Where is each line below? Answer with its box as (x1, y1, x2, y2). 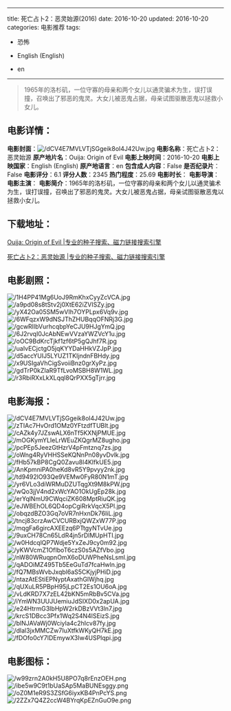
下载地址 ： (7, 218, 53, 230)
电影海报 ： (7, 395, 53, 407)
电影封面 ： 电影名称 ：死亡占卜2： (7, 144, 221, 152)
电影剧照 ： (7, 275, 53, 287)
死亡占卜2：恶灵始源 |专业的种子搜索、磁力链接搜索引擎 (7, 252, 166, 260)
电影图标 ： (7, 655, 53, 667)
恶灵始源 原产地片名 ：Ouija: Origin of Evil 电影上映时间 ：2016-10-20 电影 (7, 153, 214, 161)
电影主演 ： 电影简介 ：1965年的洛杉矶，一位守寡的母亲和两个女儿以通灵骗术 (7, 178, 221, 187)
